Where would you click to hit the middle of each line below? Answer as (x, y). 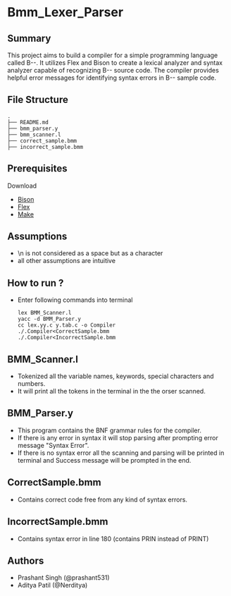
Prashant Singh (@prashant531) (64, 578)
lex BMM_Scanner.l (44, 313)
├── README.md (28, 122)
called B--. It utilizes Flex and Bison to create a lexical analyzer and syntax (115, 63)
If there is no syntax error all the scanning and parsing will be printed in (121, 453)
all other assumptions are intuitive (67, 261)
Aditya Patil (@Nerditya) (52, 585)
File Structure (38, 100)
